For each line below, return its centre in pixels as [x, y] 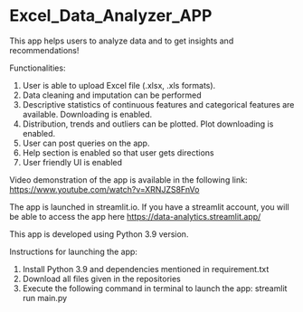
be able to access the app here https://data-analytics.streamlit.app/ [135, 216]
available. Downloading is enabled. [87, 114]
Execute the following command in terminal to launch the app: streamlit [155, 288]
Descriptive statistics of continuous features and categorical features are [158, 104]
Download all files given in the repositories [101, 279]
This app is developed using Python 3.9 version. [99, 234]
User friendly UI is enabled [72, 162]
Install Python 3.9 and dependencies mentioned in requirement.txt [146, 269]
